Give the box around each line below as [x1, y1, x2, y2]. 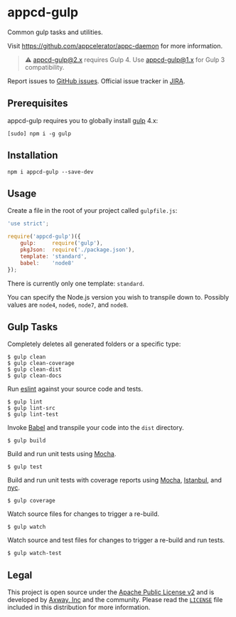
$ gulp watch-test [7, 549, 62, 557]
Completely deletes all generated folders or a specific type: [7, 339, 181, 349]
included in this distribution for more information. [7, 603, 151, 612]
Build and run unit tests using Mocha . [7, 450, 117, 458]
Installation [7, 149, 58, 162]
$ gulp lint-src [7, 405, 55, 412]
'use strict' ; [7, 220, 50, 228]
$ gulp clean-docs [7, 372, 62, 379]
